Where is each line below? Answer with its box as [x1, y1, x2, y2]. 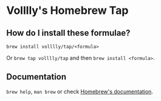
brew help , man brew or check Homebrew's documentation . [6, 88, 154, 95]
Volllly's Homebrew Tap [6, 4, 129, 18]
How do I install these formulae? [6, 28, 131, 38]
